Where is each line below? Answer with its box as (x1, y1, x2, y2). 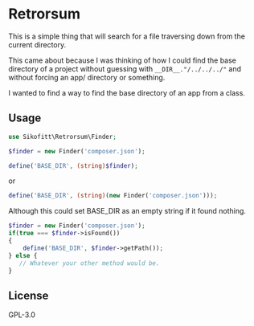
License (8, 288, 49, 302)
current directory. (8, 39, 67, 49)
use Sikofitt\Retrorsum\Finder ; (8, 132, 117, 141)
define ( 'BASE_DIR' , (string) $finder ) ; (8, 161, 138, 169)
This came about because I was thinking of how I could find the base (8, 55, 237, 65)
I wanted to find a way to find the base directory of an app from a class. (8, 88, 245, 97)
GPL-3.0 (8, 310, 36, 320)
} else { (8, 251, 38, 259)
